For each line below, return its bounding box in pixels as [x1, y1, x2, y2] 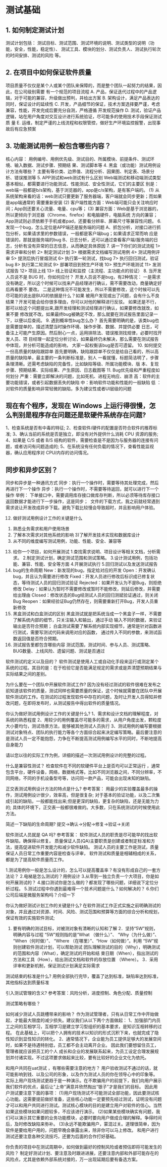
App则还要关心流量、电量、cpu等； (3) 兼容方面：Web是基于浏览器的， [14, 206, 161, 212]
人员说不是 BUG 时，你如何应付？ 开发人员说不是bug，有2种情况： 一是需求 [5, 274, 161, 280]
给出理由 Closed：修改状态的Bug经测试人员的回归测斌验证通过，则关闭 [12, 592, 158, 598]
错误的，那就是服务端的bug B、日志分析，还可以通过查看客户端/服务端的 [5, 236, 154, 242]
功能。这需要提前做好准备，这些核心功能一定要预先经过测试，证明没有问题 [9, 1096, 162, 1102]
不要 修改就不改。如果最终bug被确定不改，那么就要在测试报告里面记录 [9, 311, 154, 317]
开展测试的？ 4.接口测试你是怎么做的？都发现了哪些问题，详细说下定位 [9, 879, 154, 885]
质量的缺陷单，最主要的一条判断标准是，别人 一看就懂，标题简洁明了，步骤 [5, 355, 159, 361]
